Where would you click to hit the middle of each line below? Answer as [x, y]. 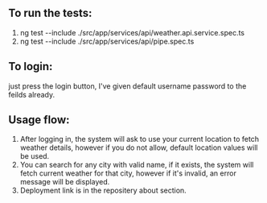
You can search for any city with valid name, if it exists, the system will [137, 165]
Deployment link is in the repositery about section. [103, 191]
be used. [35, 156]
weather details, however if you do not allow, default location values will [139, 147]
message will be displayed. [65, 182]
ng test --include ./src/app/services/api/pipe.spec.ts [107, 41]
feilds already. [31, 94]
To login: [31, 66]
